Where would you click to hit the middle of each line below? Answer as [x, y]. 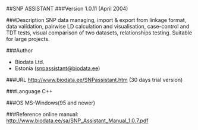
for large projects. [28, 39]
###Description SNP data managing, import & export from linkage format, [96, 20]
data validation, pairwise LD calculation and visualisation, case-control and [98, 26]
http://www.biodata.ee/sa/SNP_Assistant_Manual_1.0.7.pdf [77, 121]
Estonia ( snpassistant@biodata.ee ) [57, 68]
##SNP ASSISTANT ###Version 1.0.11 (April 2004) [67, 9]
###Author [20, 50]
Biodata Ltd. [29, 62]
